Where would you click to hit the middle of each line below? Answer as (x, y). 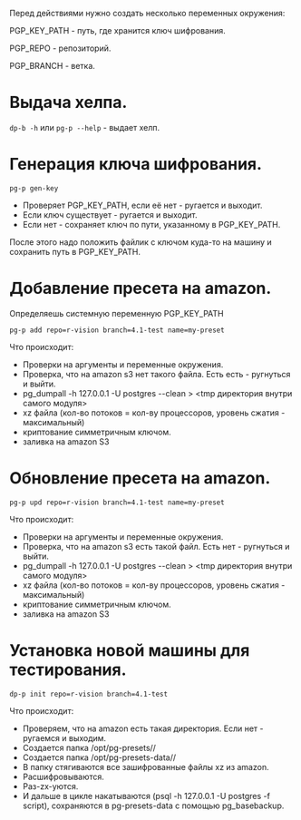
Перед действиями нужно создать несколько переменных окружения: (147, 13)
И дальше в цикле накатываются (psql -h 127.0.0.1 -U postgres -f (146, 796)
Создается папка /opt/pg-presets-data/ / (99, 757)
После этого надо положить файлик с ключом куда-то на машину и (141, 242)
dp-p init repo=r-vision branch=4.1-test (89, 694)
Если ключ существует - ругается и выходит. (110, 215)
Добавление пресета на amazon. (141, 288)
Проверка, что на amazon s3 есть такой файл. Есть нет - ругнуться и (156, 546)
